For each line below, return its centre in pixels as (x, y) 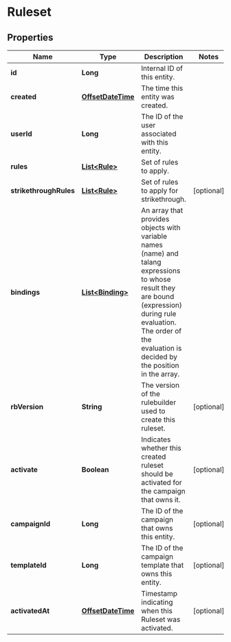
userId (21, 134)
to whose (156, 279)
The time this (162, 88)
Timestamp (159, 593)
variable (154, 236)
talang (151, 262)
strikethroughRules (43, 190)
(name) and (159, 253)
